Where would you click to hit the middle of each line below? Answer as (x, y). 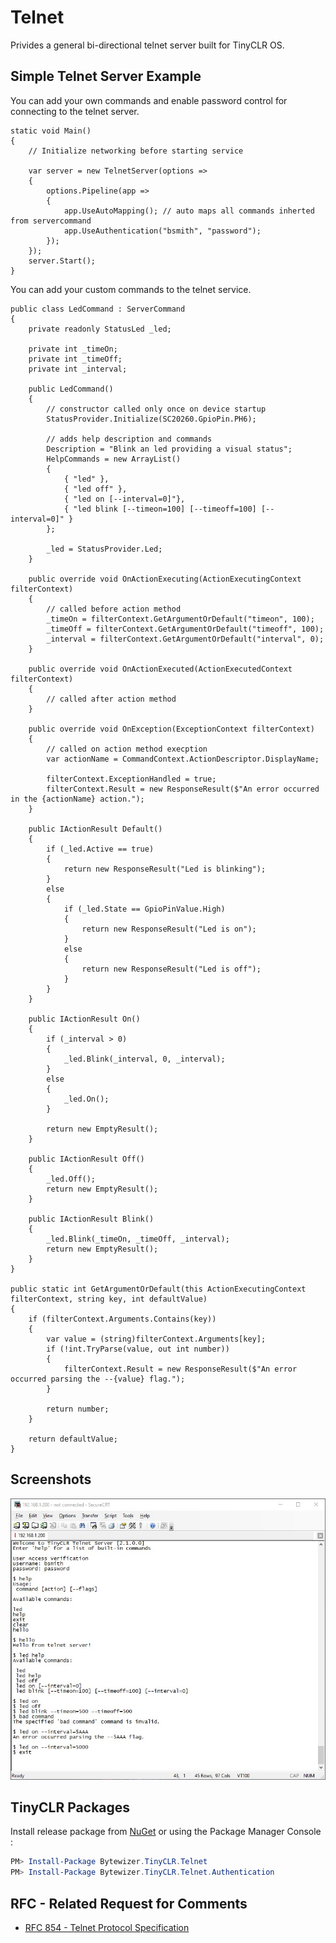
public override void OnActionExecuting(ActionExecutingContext (165, 579)
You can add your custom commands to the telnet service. (131, 289)
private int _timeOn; (73, 349)
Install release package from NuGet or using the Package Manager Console (166, 1832)
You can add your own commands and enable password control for (149, 100)
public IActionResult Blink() (91, 1219)
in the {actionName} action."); (77, 799)
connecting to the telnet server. (75, 111)
